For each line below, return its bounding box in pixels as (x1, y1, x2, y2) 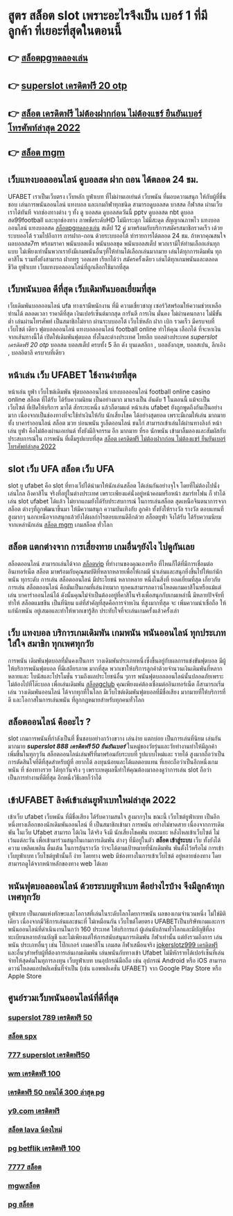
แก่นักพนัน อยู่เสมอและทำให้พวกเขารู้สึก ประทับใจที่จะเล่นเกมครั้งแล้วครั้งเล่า (8, 606, 180, 615)
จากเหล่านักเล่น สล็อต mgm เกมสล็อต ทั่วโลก (8, 521, 113, 528)
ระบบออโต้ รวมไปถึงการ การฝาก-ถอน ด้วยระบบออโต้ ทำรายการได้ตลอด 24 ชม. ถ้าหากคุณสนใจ (8, 231, 226, 240)
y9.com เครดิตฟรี (8, 1106, 60, 1116)
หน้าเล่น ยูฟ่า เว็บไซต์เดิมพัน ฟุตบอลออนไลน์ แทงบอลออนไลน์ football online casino (8, 387, 211, 396)
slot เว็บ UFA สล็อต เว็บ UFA (8, 463, 115, 475)
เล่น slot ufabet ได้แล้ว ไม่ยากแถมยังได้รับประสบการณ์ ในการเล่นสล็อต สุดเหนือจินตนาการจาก (8, 497, 227, 505)
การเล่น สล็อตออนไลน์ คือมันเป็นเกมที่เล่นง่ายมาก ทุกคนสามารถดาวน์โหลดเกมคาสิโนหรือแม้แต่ (8, 583, 221, 591)
